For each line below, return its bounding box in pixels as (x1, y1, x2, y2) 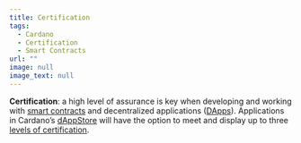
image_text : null (9, 71, 75, 80)
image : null (9, 63, 54, 72)
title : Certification (9, 13, 91, 22)
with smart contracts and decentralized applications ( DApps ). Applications (9, 105, 285, 116)
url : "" (9, 55, 39, 63)
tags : (9, 21, 30, 30)
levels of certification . (9, 124, 90, 135)
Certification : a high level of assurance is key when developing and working (9, 96, 292, 106)
